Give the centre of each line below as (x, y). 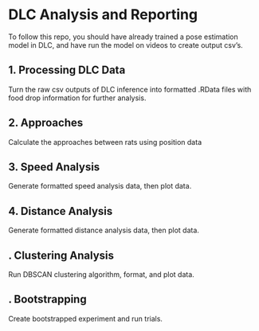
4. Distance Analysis (61, 211)
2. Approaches (46, 123)
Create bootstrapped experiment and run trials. (86, 318)
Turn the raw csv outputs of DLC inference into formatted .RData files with (130, 89)
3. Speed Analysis (54, 167)
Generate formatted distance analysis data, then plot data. (104, 230)
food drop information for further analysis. (77, 98)
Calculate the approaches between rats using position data (105, 142)
